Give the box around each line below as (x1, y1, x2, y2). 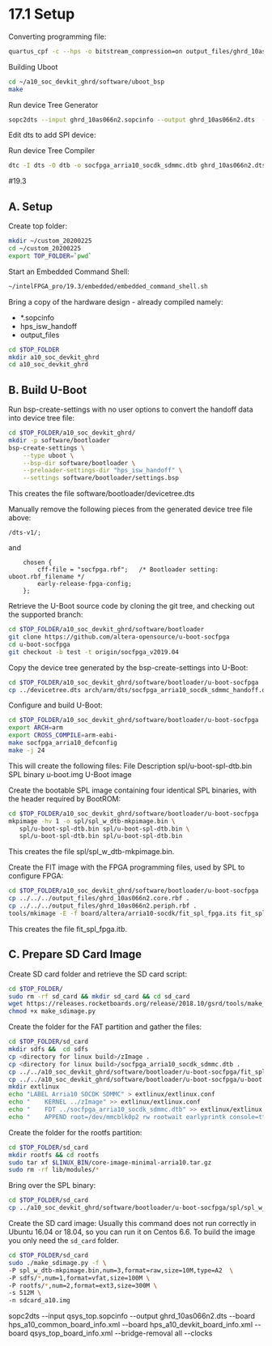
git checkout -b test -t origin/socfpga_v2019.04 (8, 647, 180, 656)
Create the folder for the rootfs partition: (8, 1127, 142, 1137)
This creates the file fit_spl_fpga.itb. (8, 924, 128, 934)
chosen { (23, 558, 53, 567)
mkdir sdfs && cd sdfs (8, 1045, 89, 1053)
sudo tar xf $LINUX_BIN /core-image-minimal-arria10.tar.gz (8, 1158, 212, 1167)
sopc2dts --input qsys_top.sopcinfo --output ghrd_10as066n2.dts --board (8, 1311, 256, 1321)
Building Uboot (8, 62, 58, 71)
